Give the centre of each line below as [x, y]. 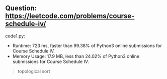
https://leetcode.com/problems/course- [70, 16]
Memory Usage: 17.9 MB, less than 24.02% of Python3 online [76, 56]
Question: [21, 8]
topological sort [34, 71]
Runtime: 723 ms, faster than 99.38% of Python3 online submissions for [87, 45]
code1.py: [15, 36]
